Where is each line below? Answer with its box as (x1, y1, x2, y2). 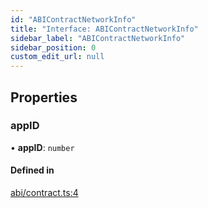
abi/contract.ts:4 (10, 187, 79, 199)
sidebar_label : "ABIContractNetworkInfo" (10, 33, 186, 43)
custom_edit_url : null (10, 52, 105, 62)
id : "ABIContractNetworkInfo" (10, 14, 137, 25)
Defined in (10, 164, 55, 176)
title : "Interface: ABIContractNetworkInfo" (10, 24, 199, 34)
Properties (10, 89, 78, 106)
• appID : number (10, 141, 75, 153)
